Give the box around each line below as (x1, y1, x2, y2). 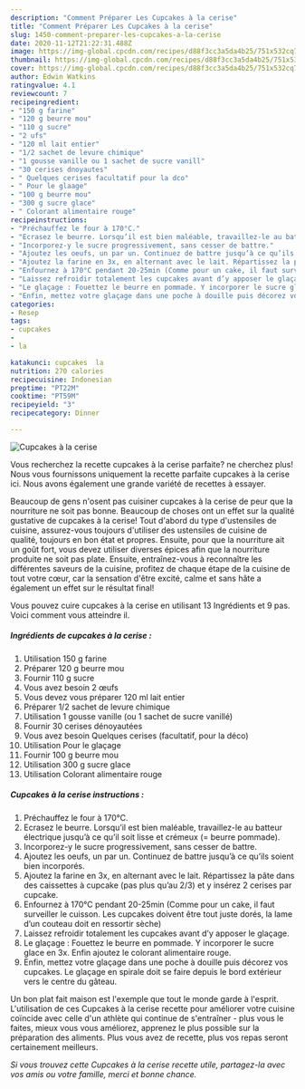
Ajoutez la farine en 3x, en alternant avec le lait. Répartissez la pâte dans (23, 870, 295, 881)
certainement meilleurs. (10, 1041, 99, 1052)
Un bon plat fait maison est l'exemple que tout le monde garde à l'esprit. (10, 993, 280, 1004)
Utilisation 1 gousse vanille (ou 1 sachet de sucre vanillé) (23, 710, 234, 721)
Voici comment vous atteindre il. (10, 609, 130, 621)
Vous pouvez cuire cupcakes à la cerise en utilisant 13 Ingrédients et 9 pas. (10, 600, 291, 611)
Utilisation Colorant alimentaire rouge (23, 768, 162, 779)
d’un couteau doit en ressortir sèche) (23, 918, 162, 929)
